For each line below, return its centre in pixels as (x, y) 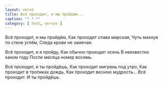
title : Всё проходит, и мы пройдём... (45, 14)
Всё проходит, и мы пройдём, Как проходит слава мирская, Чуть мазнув (81, 37)
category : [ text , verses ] (34, 23)
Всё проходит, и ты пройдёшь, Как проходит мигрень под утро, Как (76, 67)
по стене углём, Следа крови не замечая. (49, 43)
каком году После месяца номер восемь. (49, 57)
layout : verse (20, 10)
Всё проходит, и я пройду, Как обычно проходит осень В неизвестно (77, 52)
